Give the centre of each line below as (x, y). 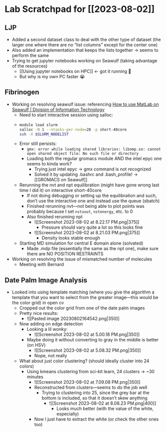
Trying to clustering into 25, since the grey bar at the (96, 393)
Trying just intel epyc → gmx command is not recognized (93, 169)
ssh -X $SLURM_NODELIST (44, 134)
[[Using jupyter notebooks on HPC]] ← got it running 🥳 (75, 71)
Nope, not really (51, 356)
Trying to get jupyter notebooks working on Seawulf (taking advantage (84, 61)
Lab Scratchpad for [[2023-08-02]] (80, 9)
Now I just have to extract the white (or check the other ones (96, 419)
